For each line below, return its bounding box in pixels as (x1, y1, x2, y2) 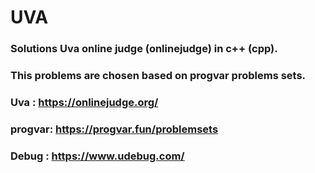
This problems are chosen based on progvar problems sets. (10, 69, 307, 83)
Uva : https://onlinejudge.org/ (10, 95, 159, 109)
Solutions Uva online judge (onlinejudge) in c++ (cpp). (10, 42, 278, 56)
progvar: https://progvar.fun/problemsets (10, 122, 219, 136)
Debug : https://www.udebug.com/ (10, 149, 185, 163)
